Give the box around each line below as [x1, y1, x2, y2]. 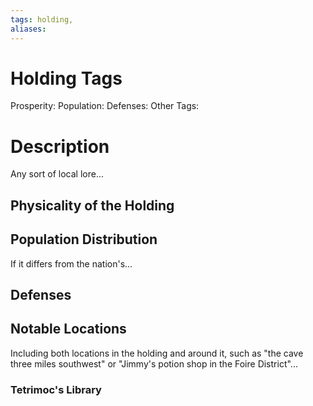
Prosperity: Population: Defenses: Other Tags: [10, 100, 200, 112]
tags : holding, [10, 14, 74, 25]
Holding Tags [10, 67, 123, 90]
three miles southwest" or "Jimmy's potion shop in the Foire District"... [10, 357, 298, 370]
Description [10, 135, 110, 158]
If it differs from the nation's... [10, 257, 133, 270]
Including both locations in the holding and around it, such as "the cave [10, 347, 304, 359]
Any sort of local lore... [10, 168, 105, 180]
